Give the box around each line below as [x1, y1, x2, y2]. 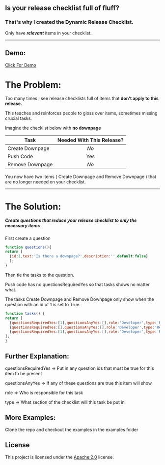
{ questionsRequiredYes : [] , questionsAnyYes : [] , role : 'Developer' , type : [9, 325, 155, 330]
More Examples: [5, 414, 56, 422]
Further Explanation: [5, 352, 70, 360]
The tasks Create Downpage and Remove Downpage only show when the [5, 296, 154, 302]
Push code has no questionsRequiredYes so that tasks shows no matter [5, 281, 150, 287]
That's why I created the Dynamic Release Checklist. [5, 19, 134, 26]
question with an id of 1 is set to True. [5, 301, 81, 307]
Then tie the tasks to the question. [5, 272, 75, 278]
